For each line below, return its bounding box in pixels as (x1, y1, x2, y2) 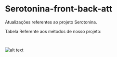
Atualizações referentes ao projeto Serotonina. (5, 19, 97, 25)
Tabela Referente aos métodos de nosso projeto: (5, 28, 102, 34)
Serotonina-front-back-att (5, 3, 113, 14)
